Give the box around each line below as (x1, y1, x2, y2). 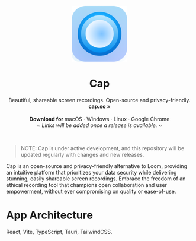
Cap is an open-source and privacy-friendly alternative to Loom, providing (6, 162, 188, 169)
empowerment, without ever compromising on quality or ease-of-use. (6, 188, 176, 195)
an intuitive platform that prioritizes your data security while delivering (6, 169, 177, 176)
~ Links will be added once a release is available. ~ (37, 122, 162, 129)
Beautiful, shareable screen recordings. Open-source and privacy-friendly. (8, 96, 191, 103)
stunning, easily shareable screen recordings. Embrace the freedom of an (6, 175, 186, 182)
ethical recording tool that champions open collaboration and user (6, 181, 168, 188)
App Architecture (6, 208, 94, 222)
